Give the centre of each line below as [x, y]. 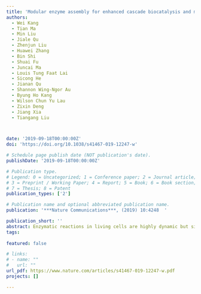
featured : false [26, 243]
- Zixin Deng [28, 106]
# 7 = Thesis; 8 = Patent [38, 188]
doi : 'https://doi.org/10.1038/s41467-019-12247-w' [72, 144]
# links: [17, 254]
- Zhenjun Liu [29, 46]
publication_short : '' [34, 221]
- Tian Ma [24, 28]
